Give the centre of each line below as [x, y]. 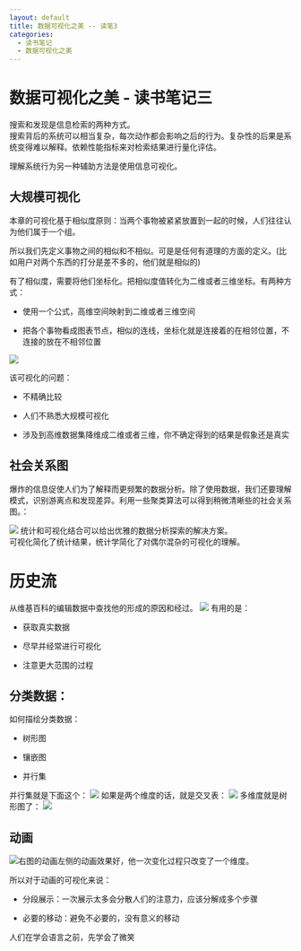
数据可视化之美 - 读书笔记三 [111, 98]
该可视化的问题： [41, 377]
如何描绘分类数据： [45, 720]
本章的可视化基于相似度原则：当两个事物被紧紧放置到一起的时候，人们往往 [146, 220]
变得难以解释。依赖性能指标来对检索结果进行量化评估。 [119, 147]
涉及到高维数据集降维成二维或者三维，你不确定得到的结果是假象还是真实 [155, 434]
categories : [31, 34]
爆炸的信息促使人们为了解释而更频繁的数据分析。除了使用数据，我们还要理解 [150, 489]
